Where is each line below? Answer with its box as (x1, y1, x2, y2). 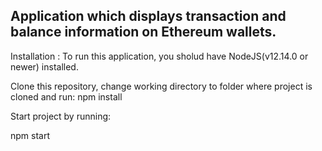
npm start (10, 129, 51, 141)
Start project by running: (10, 110, 112, 122)
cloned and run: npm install (10, 90, 123, 103)
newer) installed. (10, 60, 79, 73)
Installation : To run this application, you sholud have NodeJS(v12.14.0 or (10, 50, 309, 62)
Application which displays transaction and (10, 8, 287, 25)
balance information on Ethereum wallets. (10, 24, 277, 41)
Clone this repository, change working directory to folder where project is (10, 80, 313, 92)
